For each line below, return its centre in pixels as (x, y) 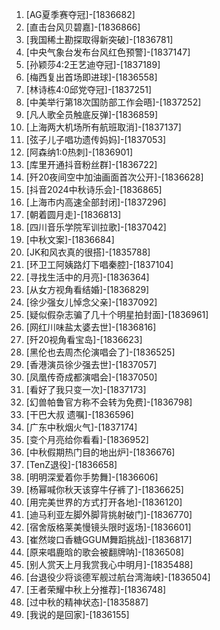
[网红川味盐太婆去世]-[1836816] (91, 327)
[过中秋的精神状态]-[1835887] (87, 602)
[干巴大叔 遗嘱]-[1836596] (79, 414)
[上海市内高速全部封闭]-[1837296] (96, 202)
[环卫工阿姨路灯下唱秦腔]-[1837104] (99, 264)
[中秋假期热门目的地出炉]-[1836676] (100, 452)
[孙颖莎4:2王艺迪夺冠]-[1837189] (93, 64)
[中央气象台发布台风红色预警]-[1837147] (108, 52)
